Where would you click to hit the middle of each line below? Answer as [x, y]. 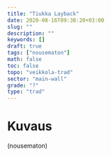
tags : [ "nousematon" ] [39, 53]
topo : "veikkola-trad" [40, 72]
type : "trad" [26, 92]
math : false [24, 59]
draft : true [24, 46]
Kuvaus [30, 126]
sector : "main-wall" [37, 79]
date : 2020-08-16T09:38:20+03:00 [56, 20]
